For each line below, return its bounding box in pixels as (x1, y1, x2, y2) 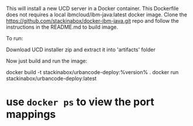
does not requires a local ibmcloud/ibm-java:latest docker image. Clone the (6, 11, 187, 18)
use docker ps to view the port (6, 96, 155, 108)
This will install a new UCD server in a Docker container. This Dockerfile (6, 5, 179, 12)
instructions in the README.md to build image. (6, 23, 118, 30)
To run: (6, 35, 23, 41)
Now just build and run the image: (6, 58, 88, 64)
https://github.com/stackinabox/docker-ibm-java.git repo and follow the (6, 17, 180, 24)
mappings (6, 108, 56, 121)
